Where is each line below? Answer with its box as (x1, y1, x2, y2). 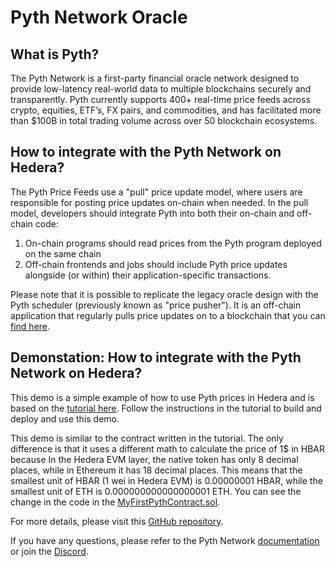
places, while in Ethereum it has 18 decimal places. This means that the (10, 464, 303, 476)
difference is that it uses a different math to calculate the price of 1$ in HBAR (10, 442, 325, 455)
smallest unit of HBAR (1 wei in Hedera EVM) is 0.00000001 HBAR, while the (10, 474, 323, 486)
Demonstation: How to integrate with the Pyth (10, 349, 302, 366)
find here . (10, 320, 51, 332)
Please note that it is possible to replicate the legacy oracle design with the (10, 288, 319, 300)
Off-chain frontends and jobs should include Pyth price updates (24, 258, 288, 270)
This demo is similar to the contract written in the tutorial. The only (10, 432, 284, 444)
